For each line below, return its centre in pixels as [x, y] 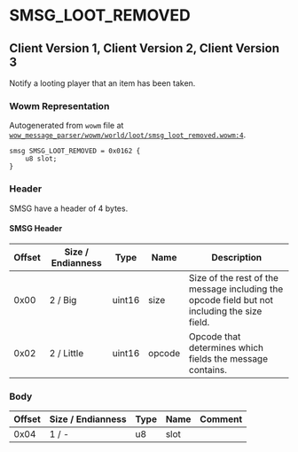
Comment [220, 419]
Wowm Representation [59, 105]
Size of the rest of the [234, 277]
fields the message [229, 358]
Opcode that [215, 336]
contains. [208, 370]
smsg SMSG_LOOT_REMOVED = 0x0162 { [75, 152]
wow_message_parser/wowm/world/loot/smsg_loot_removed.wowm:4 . [128, 135]
